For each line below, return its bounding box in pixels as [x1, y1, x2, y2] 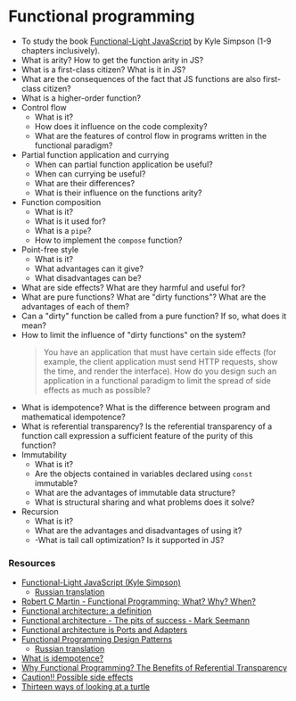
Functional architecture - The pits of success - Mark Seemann [21, 615, 251, 626]
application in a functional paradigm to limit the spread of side [43, 375, 271, 385]
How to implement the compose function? [34, 235, 183, 245]
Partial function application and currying [21, 149, 169, 160]
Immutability [21, 449, 68, 460]
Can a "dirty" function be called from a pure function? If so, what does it [21, 310, 287, 321]
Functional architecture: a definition [21, 606, 152, 616]
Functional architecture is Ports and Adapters [21, 624, 188, 635]
